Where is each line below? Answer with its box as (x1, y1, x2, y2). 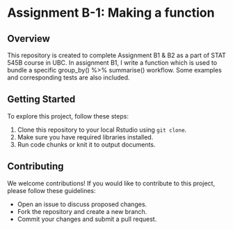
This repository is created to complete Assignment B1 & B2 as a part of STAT (7, 51, 226, 59)
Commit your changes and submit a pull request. (17, 215, 157, 223)
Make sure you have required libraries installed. (17, 132, 154, 141)
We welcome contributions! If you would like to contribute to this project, (7, 179, 216, 187)
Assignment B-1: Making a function (7, 5, 215, 21)
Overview (7, 33, 51, 45)
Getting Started (7, 93, 76, 105)
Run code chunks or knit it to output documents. (17, 140, 156, 148)
